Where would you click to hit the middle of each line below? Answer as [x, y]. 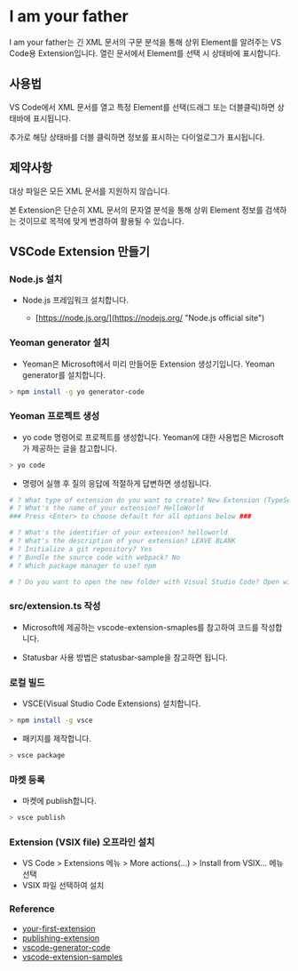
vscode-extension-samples [72, 957]
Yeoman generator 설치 [59, 342]
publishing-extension [61, 938]
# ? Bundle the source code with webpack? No [94, 558]
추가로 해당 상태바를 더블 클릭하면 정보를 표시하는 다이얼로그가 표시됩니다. [137, 137]
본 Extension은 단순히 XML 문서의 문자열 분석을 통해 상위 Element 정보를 [136, 210]
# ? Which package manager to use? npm [83, 566]
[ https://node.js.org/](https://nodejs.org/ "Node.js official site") [150, 318]
